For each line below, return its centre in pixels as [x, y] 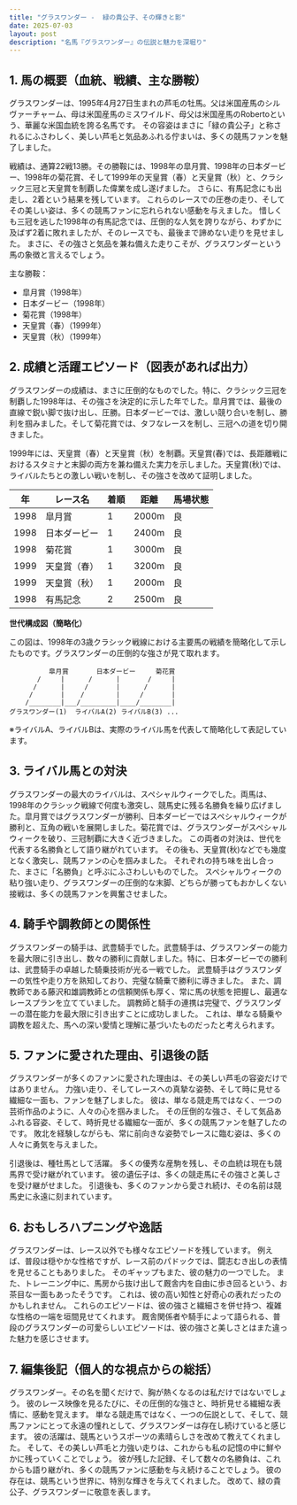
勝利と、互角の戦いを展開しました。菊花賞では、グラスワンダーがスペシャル [148, 827]
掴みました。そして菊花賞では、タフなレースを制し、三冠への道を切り [152, 423]
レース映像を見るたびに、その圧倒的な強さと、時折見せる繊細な [158, 1403]
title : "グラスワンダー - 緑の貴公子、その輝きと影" [97, 17]
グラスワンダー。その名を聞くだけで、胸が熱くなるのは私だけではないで [141, 1392]
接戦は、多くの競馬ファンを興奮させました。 [91, 893]
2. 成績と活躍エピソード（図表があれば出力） [132, 367]
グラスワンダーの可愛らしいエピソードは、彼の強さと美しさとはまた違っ [156, 1328]
